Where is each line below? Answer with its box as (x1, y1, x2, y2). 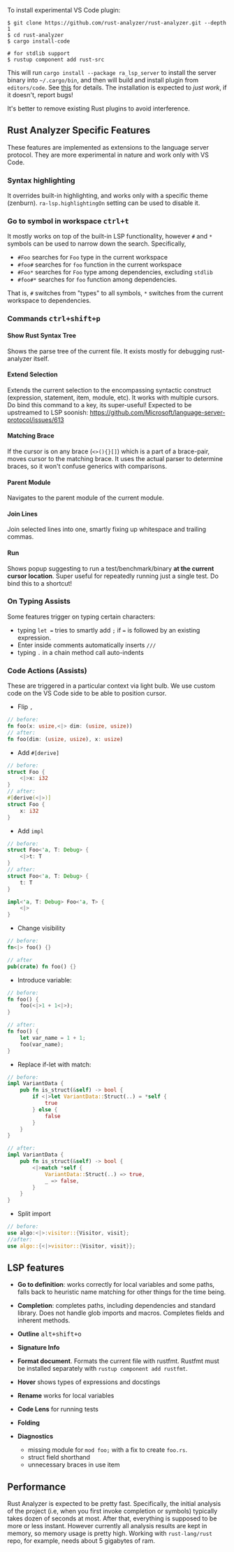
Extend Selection (7, 370, 58, 379)
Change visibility (17, 924, 66, 933)
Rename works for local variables (17, 1392, 115, 1400)
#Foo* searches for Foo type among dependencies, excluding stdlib (17, 268, 213, 276)
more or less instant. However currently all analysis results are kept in (7, 1522, 207, 1530)
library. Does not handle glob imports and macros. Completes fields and (17, 1308, 225, 1318)
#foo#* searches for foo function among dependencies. (17, 276, 177, 284)
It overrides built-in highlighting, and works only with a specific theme (7, 192, 208, 200)
